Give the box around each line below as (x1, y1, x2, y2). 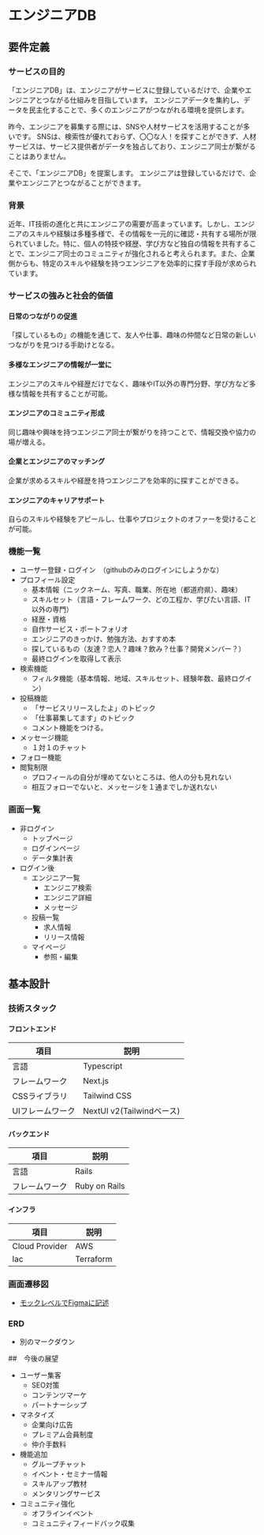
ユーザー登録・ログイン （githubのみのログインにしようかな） (19, 565, 224, 575)
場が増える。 (8, 437, 50, 446)
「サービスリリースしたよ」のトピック (31, 704, 156, 713)
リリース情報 (43, 932, 85, 941)
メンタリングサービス (31, 1489, 101, 1499)
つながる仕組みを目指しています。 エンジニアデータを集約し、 (42, 95, 244, 104)
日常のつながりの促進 (8, 311, 77, 321)
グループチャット (31, 1459, 87, 1469)
